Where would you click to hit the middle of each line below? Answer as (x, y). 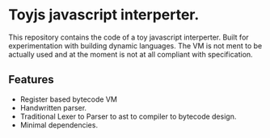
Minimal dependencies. (59, 125)
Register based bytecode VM (68, 99)
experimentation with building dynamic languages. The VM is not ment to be (135, 45)
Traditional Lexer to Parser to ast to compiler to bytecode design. (128, 116)
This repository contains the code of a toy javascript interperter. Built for (129, 37)
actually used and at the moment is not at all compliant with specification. (131, 54)
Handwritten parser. (53, 107)
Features (31, 79)
